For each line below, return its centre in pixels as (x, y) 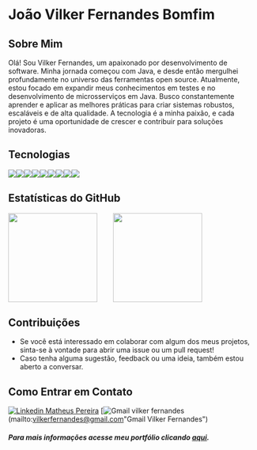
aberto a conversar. (51, 367)
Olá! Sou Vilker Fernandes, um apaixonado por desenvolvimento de (118, 62)
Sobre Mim (36, 44)
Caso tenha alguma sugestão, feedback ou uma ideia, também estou (131, 358)
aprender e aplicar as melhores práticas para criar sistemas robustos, (121, 105)
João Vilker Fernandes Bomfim (111, 15)
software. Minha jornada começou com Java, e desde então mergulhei (123, 71)
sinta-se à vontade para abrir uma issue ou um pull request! (117, 350)
